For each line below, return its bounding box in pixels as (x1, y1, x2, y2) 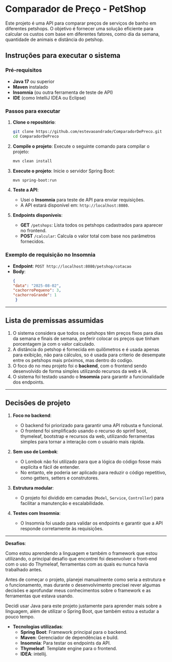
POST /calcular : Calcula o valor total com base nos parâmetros (20, 233, 156, 239)
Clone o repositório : (12, 119, 56, 125)
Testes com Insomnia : (12, 510, 61, 516)
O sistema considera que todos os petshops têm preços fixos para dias (12, 330, 163, 336)
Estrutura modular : (12, 485, 54, 491)
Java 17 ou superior (12, 78, 55, 85)
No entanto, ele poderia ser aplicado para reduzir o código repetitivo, (20, 469, 166, 475)
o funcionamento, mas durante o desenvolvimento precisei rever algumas (5, 581, 161, 588)
